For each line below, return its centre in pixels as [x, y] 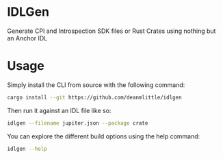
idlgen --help [27, 149]
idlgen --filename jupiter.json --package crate [78, 123]
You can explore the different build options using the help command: [104, 136]
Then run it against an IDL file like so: [59, 110]
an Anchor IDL [27, 38]
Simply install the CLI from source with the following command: [96, 85]
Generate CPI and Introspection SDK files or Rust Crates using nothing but [112, 31]
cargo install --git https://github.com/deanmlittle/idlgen [95, 97]
